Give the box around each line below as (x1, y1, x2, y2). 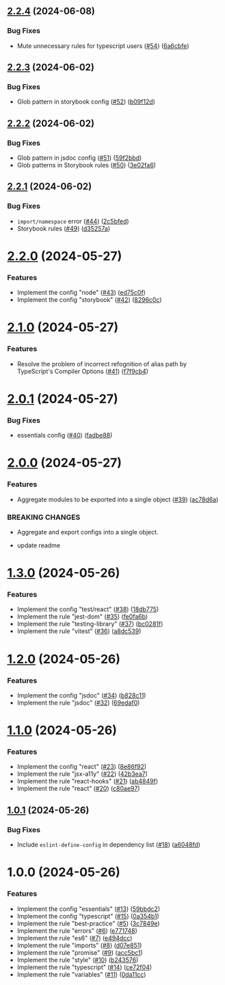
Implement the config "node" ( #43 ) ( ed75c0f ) (16, 288, 146, 297)
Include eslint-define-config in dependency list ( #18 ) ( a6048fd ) (16, 840, 200, 849)
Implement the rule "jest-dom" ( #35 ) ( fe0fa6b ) (16, 613, 148, 621)
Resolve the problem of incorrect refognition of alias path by (16, 359, 187, 368)
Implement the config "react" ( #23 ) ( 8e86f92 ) (16, 763, 147, 771)
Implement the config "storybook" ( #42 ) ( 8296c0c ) (16, 296, 162, 304)
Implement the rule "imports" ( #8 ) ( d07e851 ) (16, 941, 142, 949)
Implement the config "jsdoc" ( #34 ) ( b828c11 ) (16, 691, 146, 699)
